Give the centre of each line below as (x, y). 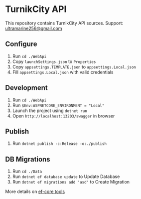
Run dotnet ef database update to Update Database (66, 176)
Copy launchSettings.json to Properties (54, 61)
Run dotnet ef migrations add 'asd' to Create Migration (71, 182)
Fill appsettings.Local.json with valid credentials (63, 72)
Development (27, 88)
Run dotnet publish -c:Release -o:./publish (60, 143)
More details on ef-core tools (35, 191)
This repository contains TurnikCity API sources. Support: (64, 23)
